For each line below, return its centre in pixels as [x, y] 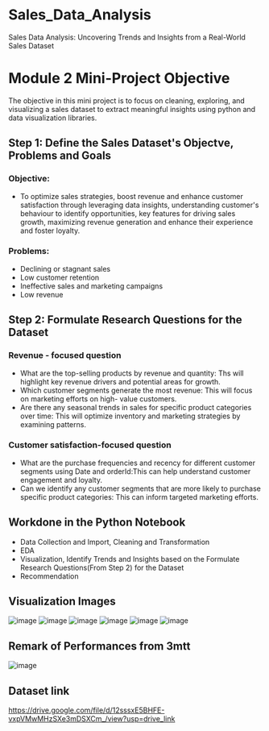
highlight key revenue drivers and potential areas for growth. [120, 381]
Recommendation [49, 576]
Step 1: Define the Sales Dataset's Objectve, [121, 143]
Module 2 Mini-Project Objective [119, 79]
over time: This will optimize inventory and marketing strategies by [130, 416]
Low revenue [41, 294]
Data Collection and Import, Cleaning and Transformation [115, 542]
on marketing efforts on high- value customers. [98, 399]
